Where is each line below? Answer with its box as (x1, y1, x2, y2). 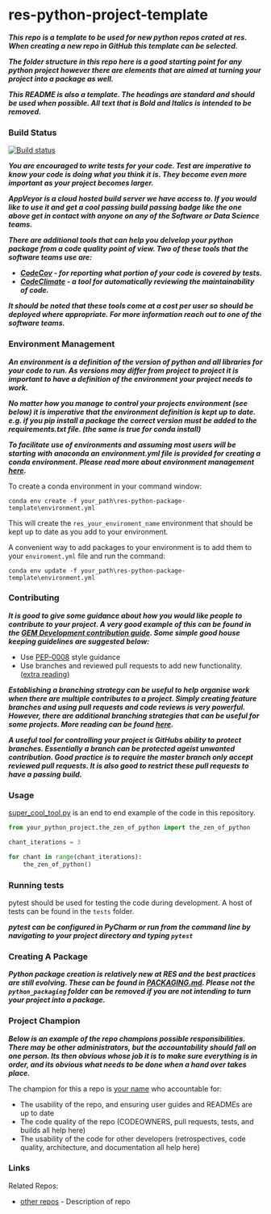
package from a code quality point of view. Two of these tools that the (8, 244, 248, 254)
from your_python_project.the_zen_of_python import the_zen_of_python (8, 823, 251, 832)
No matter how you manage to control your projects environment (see (8, 398, 248, 408)
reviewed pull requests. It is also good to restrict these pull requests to (8, 760, 249, 770)
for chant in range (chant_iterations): (8, 852, 143, 861)
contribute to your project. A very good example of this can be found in (8, 619, 252, 628)
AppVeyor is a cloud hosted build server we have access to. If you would (8, 194, 256, 204)
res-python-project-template (8, 6, 208, 24)
